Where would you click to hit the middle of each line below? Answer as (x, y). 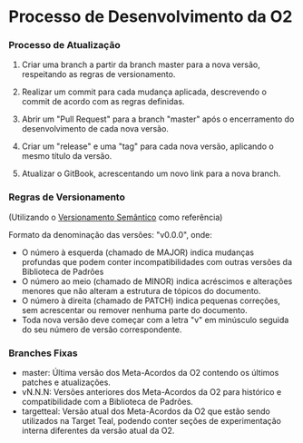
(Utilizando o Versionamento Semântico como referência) (116, 217)
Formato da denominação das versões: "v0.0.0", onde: (110, 234)
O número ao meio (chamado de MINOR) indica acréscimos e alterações (157, 281)
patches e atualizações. (66, 382)
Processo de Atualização (64, 45)
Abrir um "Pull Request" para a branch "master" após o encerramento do (158, 119)
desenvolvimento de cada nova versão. (95, 129)
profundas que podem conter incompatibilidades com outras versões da (156, 261)
